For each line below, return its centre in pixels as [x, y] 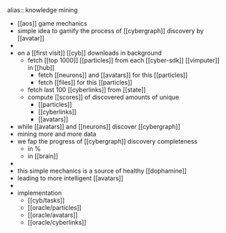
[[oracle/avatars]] [53, 215]
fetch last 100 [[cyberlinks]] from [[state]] [87, 90]
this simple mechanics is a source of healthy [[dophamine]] [102, 171]
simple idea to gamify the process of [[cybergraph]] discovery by [111, 31]
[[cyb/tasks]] [46, 200]
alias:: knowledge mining [43, 10]
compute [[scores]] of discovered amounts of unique [103, 97]
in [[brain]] [43, 156]
